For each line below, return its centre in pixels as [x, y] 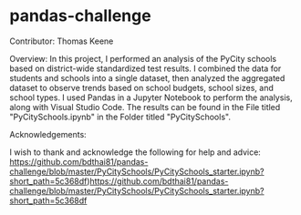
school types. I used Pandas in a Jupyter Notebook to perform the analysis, [151, 97]
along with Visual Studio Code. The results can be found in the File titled [145, 107]
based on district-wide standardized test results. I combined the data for [145, 68]
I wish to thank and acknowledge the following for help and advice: [135, 152]
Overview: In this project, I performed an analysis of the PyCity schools [143, 58]
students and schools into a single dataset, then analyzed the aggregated [147, 77]
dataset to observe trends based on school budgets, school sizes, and [141, 87]
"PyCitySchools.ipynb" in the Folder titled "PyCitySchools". [120, 117]
